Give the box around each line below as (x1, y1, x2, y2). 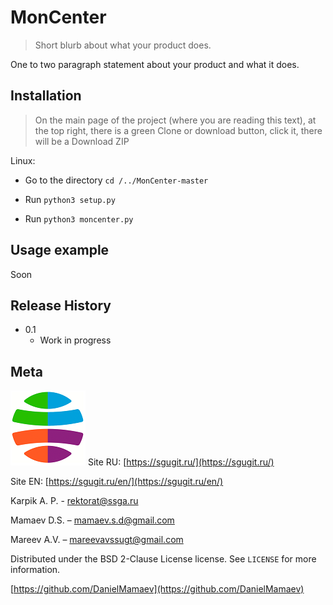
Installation (10, 87, 82, 105)
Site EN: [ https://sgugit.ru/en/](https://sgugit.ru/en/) (10, 476, 224, 488)
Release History (10, 297, 112, 314)
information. (10, 564, 61, 576)
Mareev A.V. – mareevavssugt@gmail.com (10, 534, 184, 546)
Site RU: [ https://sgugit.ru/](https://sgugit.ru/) (87, 456, 275, 468)
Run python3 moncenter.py (24, 212, 134, 225)
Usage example (10, 242, 110, 259)
